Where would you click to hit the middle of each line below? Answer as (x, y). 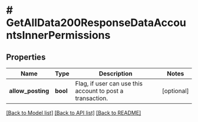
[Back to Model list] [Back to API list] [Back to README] (74, 113)
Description (116, 73)
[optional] (175, 91)
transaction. (92, 98)
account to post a (99, 91)
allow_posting (29, 91)
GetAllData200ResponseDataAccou (96, 23)
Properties (26, 57)
